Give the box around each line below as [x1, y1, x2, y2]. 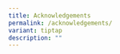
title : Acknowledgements [8, 11, 91, 20]
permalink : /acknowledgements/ [8, 19, 113, 27]
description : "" [8, 33, 62, 42]
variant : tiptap [8, 26, 62, 34]
